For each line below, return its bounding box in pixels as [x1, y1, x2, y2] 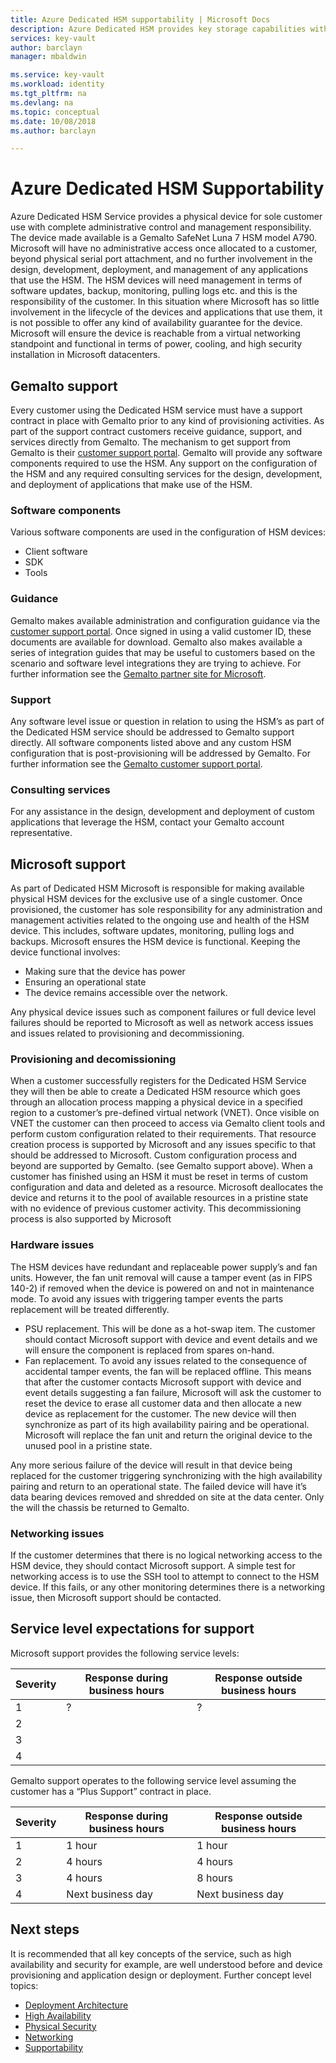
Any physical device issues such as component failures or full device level [10, 1006, 317, 1018]
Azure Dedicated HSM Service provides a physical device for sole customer [10, 211, 323, 223]
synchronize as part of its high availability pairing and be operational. [24, 1418, 310, 1430]
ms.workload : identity [10, 79, 105, 90]
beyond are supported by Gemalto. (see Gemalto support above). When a [10, 1160, 313, 1172]
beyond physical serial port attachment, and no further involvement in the [10, 253, 313, 265]
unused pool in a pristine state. [24, 1439, 153, 1451]
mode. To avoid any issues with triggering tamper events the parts [10, 1292, 284, 1305]
